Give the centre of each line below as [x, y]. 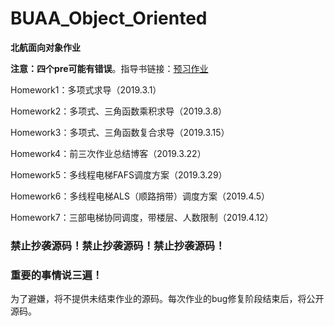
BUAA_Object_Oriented [109, 18]
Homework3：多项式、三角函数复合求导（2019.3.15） [120, 132]
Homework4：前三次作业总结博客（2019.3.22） [108, 153]
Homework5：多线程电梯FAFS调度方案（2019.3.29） [119, 174]
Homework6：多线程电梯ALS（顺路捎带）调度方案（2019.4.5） [140, 196]
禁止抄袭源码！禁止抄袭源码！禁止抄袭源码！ [118, 245]
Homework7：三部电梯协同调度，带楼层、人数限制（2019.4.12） [142, 217]
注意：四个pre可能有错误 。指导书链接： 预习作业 [109, 68]
